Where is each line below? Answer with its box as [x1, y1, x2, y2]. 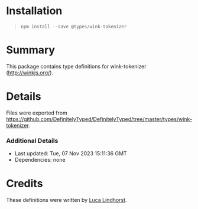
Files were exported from [6, 109, 67, 116]
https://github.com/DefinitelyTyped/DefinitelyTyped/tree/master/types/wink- [6, 115, 193, 122]
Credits [6, 177, 43, 190]
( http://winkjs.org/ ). [6, 69, 54, 76]
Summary [6, 43, 55, 57]
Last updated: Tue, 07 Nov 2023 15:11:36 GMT [14, 150, 127, 157]
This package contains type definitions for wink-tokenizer [6, 63, 147, 70]
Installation [6, 4, 63, 18]
